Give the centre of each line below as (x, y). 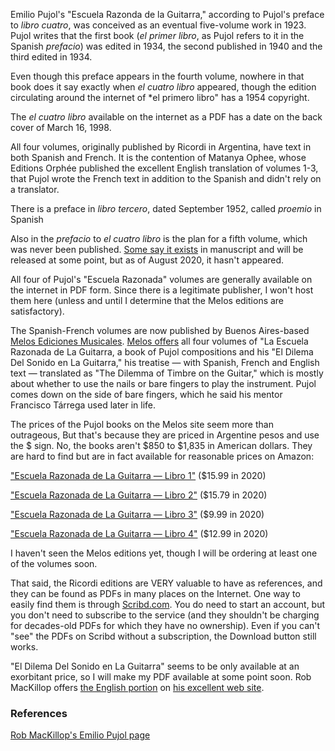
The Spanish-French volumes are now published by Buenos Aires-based (160, 330)
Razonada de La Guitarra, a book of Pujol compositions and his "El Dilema (162, 352)
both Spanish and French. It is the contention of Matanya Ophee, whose (158, 157)
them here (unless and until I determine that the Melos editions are (147, 300)
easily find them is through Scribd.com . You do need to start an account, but (168, 604)
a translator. (35, 189)
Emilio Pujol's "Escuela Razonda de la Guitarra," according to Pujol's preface (167, 14)
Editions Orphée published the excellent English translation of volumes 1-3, (164, 168)
